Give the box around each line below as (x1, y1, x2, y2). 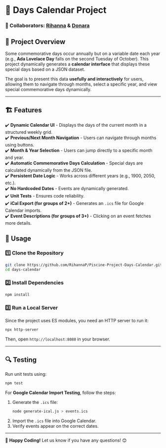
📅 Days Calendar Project (5, 4, 107, 16)
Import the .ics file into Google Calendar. (12, 418, 96, 424)
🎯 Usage (5, 235, 31, 243)
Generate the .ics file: (12, 399, 58, 405)
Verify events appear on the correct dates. (12, 423, 99, 429)
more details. (5, 220, 32, 226)
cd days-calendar (5, 267, 41, 272)
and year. (5, 154, 24, 160)
